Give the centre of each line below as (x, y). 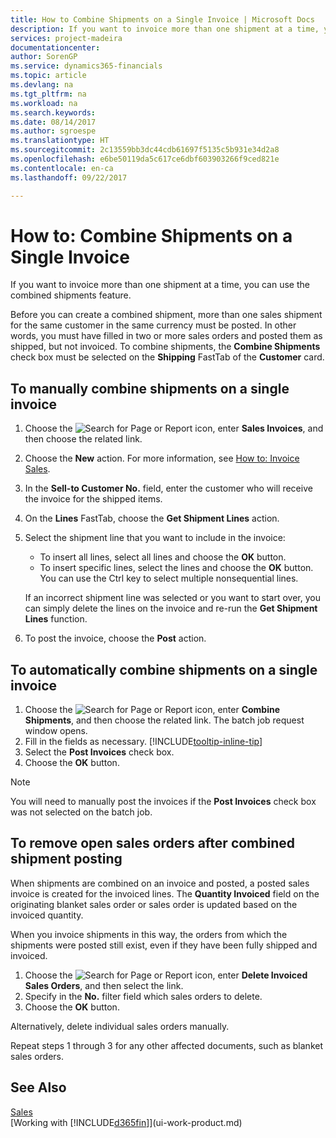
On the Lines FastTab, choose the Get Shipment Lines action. (152, 518)
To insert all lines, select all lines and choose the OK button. (163, 557)
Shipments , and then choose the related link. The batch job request (164, 720)
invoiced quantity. (47, 915)
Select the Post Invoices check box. (99, 752)
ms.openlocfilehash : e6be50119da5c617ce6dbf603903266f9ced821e (145, 159)
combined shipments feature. (71, 295)
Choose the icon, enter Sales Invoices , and (174, 428)
